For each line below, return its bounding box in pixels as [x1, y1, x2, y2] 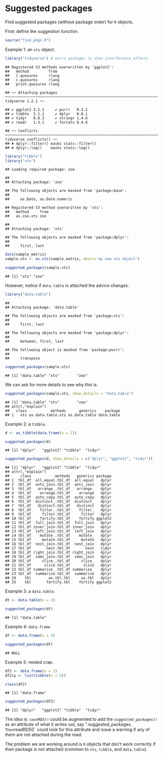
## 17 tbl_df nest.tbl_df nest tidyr [5, 546, 112, 551]
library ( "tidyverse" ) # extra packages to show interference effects [5, 56, 149, 61]
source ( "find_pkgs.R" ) [5, 37, 51, 43]
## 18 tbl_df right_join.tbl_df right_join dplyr [5, 550, 112, 555]
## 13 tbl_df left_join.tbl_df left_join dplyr [5, 529, 112, 534]
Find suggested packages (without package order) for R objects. [5, 19, 134, 25]
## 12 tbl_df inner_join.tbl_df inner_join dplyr [5, 525, 112, 529]
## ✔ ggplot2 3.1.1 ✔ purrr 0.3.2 [5, 107, 88, 112]
